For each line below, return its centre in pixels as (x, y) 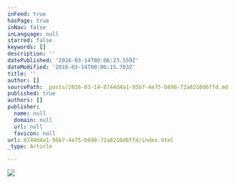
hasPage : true (29, 21)
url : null (28, 127)
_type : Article (30, 147)
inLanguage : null (33, 34)
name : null (30, 113)
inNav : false (27, 27)
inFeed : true (27, 14)
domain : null (33, 120)
